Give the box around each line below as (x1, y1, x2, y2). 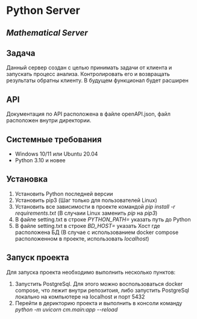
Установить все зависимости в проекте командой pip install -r (14, 203, 176, 210)
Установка (6, 174, 48, 185)
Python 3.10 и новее (14, 157, 66, 164)
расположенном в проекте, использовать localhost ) (14, 235, 149, 242)
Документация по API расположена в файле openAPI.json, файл (6, 110, 170, 118)
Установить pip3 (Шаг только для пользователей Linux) (14, 197, 158, 204)
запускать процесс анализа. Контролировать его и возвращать (6, 71, 170, 78)
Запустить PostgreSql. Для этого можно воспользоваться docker (14, 280, 183, 287)
